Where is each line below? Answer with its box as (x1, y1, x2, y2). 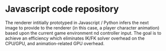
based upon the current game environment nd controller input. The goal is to (5, 30, 162, 36)
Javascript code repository (5, 3, 119, 15)
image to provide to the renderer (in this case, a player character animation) (5, 25, 160, 30)
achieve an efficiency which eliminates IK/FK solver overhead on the (5, 35, 145, 41)
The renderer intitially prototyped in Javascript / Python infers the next (5, 20, 149, 25)
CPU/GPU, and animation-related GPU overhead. (5, 40, 105, 46)
